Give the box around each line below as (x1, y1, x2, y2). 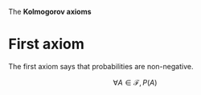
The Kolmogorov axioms (8, 7, 92, 16)
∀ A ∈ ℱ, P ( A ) (113, 77, 158, 87)
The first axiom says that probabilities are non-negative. (8, 61, 194, 71)
